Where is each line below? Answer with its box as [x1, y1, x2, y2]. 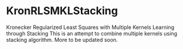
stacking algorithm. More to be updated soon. [6, 36, 118, 43]
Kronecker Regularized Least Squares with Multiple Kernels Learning [6, 24, 175, 31]
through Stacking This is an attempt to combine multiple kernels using [6, 30, 177, 37]
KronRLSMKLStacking [6, 4, 118, 18]
